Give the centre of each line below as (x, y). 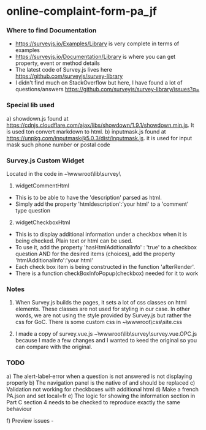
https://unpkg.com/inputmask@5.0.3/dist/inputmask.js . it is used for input (99, 138)
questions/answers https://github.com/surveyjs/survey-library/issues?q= (107, 89)
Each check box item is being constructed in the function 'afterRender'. (105, 267)
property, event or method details (57, 63)
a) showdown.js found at (37, 118)
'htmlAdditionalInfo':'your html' (54, 260)
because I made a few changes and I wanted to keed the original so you (106, 341)
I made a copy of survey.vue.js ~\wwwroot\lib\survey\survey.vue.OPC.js (106, 334)
